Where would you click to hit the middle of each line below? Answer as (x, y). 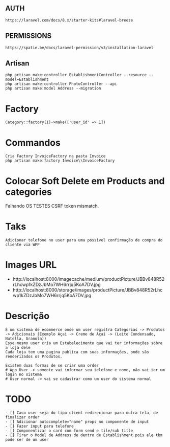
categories (29, 192)
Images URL (31, 265)
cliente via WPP (22, 245)
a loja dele (18, 348)
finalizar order (22, 417)
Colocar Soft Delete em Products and (85, 181)
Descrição (27, 316)
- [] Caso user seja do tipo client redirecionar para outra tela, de (82, 413)
